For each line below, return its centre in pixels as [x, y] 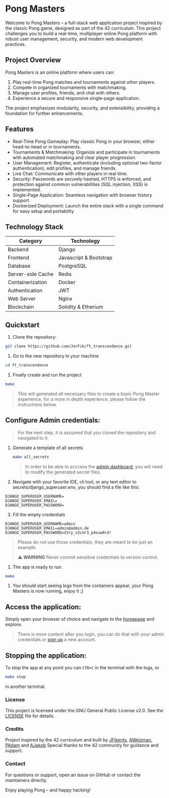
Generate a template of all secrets [48, 448]
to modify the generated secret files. [63, 472]
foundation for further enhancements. [44, 113]
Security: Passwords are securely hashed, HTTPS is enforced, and [82, 179]
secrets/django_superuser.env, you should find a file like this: [76, 487]
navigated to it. [33, 438]
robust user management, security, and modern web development [74, 39]
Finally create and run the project [47, 375]
